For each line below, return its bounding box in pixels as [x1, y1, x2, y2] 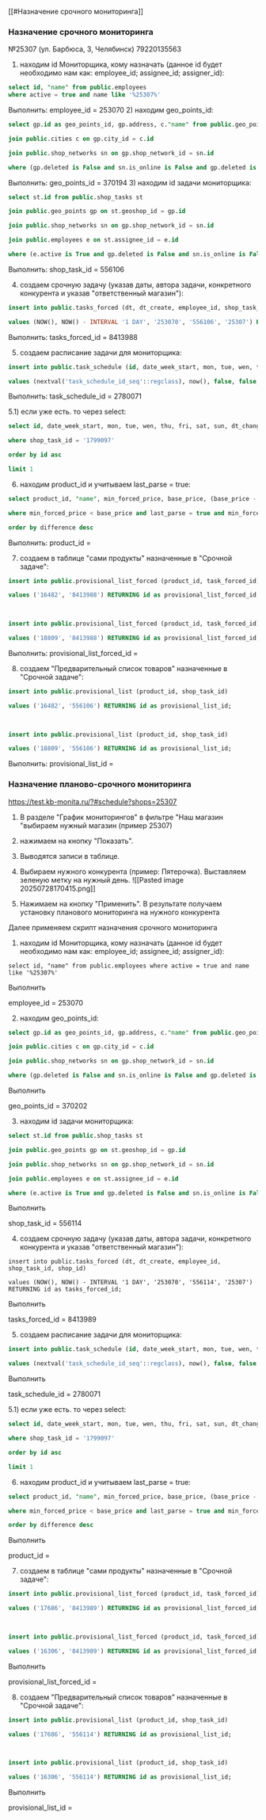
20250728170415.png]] [19, 883, 96, 893]
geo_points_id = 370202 [8, 1101, 88, 1111]
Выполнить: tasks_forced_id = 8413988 [8, 332, 139, 341]
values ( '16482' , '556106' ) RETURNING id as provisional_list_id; [8, 701, 232, 710]
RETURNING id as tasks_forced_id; [8, 1285, 123, 1294]
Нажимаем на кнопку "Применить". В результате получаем [19, 899, 222, 908]
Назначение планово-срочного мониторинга [8, 779, 192, 790]
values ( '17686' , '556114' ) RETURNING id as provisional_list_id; [8, 1730, 232, 1738]
